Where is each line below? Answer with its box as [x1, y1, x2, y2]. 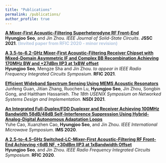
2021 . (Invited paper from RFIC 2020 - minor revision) [5, 41, 118, 46]
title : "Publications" [5, 7, 52, 12]
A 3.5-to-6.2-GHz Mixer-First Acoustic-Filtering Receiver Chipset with [5, 50, 154, 56]
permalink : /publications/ [5, 12, 61, 17]
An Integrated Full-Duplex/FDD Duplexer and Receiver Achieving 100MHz [5, 106, 160, 112]
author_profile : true [5, 16, 50, 21]
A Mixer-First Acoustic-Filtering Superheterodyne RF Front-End [5, 30, 139, 36]
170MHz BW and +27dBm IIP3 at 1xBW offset [5, 60, 99, 67]
